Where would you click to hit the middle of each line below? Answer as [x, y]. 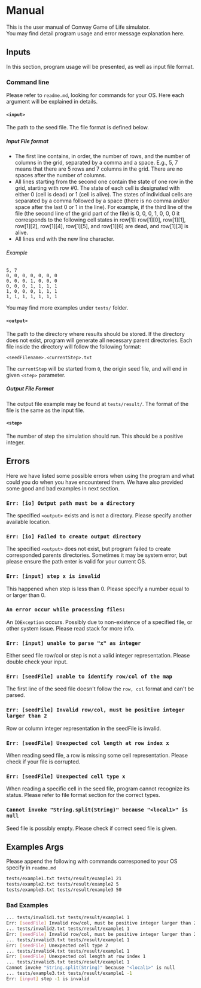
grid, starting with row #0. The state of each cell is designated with [97, 188]
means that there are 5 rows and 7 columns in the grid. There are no [99, 169]
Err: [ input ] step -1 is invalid [48, 979]
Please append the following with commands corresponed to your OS [92, 861]
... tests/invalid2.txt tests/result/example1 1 [68, 929]
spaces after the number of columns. [60, 175]
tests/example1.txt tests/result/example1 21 [64, 879]
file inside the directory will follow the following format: [74, 346]
